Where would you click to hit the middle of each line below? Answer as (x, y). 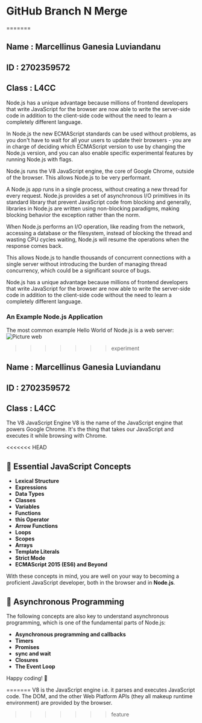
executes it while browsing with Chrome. (57, 436)
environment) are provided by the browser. (59, 703)
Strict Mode (30, 558)
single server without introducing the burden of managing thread (87, 264)
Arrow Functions (36, 526)
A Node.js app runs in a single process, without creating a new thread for (97, 189)
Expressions (31, 487)
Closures (27, 660)
